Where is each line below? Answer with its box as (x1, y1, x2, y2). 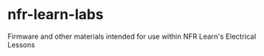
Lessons (7, 39, 35, 49)
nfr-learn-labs (7, 6, 104, 24)
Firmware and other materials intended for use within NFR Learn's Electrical (7, 32, 257, 41)
